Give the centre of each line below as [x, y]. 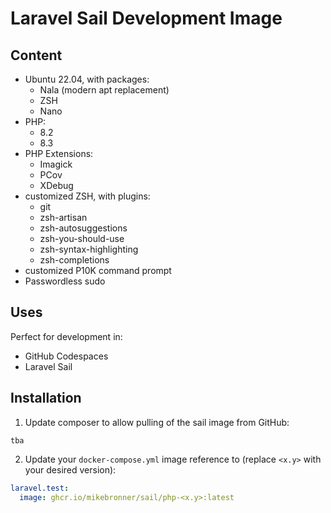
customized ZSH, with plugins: [87, 196]
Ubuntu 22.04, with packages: [87, 79]
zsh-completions [74, 260]
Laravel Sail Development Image [146, 18]
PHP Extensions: [59, 153]
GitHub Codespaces [66, 356]
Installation [46, 398]
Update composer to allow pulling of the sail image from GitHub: [157, 422]
